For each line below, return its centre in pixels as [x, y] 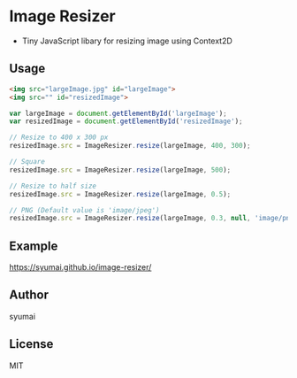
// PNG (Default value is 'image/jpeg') [85, 210]
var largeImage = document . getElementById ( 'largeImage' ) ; [118, 113]
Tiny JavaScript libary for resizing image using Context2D [127, 41]
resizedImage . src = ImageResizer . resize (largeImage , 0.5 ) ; [120, 194]
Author [29, 295]
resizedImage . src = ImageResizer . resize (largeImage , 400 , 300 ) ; [130, 146]
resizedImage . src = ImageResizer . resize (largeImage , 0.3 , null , [130, 219]
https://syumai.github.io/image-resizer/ [80, 267]
